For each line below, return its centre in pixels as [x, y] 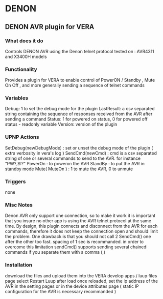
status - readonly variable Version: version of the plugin [61, 124]
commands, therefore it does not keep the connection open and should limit [81, 231]
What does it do [24, 41]
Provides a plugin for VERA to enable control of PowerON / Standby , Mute [80, 80]
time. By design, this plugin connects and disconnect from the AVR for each [81, 226]
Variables [17, 98]
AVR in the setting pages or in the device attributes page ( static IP [72, 286]
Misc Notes [19, 205]
